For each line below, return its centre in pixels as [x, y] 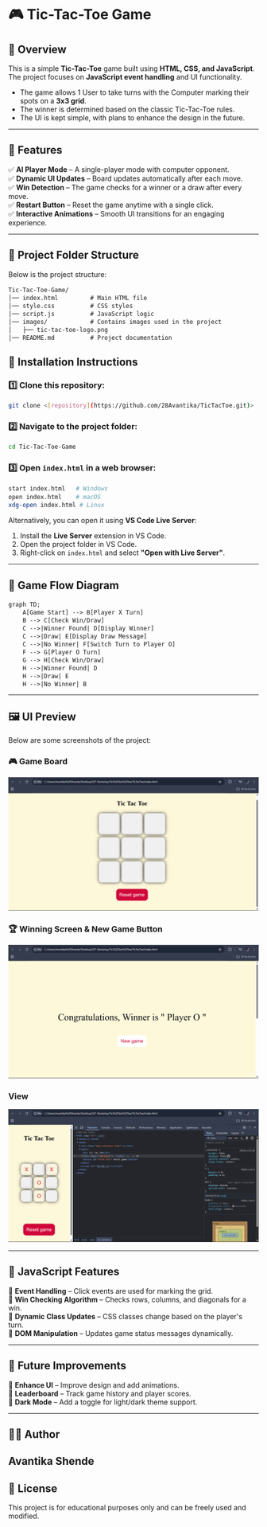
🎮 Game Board [38, 761]
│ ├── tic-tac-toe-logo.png [58, 330]
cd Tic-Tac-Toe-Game [43, 447]
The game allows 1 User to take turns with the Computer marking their [134, 92]
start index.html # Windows [58, 488]
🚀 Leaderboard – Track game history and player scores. [100, 1393]
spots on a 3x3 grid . [53, 101]
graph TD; [25, 605]
